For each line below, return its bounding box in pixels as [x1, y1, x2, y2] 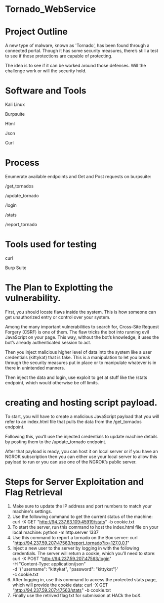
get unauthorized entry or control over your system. [5, 314, 111, 320]
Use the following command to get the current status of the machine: [12, 513, 153, 519]
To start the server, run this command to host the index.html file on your [12, 524, 159, 530]
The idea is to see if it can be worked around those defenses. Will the [5, 63, 146, 69]
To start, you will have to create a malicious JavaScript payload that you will [5, 413, 160, 419]
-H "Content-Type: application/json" [12, 560, 86, 567]
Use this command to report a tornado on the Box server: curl [12, 534, 138, 540]
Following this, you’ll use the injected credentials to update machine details [5, 433, 158, 439]
